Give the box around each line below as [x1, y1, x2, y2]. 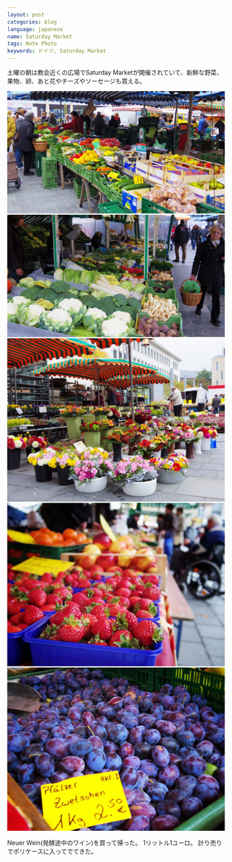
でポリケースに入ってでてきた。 [7, 847, 98, 855]
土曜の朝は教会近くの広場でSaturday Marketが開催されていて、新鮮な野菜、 [7, 68, 223, 76]
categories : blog [7, 18, 57, 26]
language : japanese [7, 26, 64, 32]
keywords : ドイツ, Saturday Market [7, 48, 106, 55]
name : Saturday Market [7, 33, 72, 40]
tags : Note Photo [7, 40, 57, 48]
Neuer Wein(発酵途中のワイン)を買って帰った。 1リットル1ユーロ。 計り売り [7, 838, 223, 847]
